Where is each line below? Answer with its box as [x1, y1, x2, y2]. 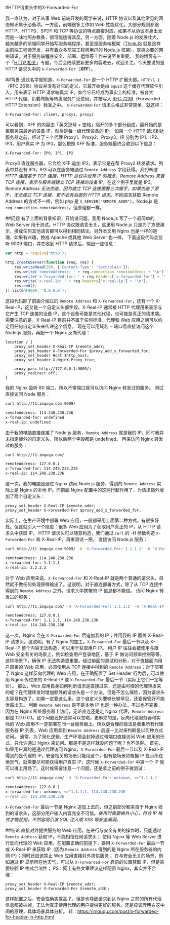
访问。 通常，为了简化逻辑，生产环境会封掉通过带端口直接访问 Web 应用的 [5, 734, 160, 740]
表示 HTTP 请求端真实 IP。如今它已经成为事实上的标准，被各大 [22, 89, 153, 95]
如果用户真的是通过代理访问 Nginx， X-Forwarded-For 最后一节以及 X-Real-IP [5, 746, 164, 752]
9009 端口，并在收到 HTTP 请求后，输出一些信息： [11, 241, 118, 247]
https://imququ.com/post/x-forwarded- [77, 908, 159, 914]
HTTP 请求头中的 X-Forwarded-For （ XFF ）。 [5, 66, 96, 72]
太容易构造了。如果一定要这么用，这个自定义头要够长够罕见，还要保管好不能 [5, 696, 165, 702]
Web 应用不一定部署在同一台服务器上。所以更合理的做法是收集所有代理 [15, 721, 163, 727]
